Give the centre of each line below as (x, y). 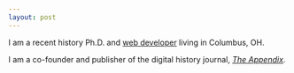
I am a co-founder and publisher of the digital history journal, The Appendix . (147, 59)
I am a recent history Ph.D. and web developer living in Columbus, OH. (136, 42)
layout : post (32, 17)
